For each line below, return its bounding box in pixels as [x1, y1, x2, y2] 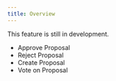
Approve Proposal [17, 43, 71, 51]
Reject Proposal [17, 51, 64, 59]
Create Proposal [17, 58, 65, 67]
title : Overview [7, 10, 55, 18]
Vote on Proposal [17, 66, 69, 74]
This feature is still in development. [7, 30, 110, 38]
